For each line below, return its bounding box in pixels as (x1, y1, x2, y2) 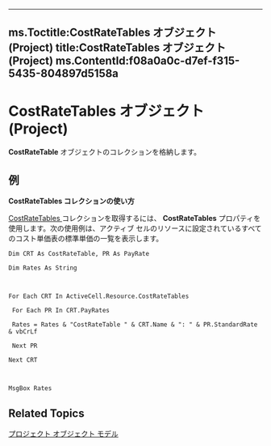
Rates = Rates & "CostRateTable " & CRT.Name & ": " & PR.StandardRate (11, 321, 258, 329)
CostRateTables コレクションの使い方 (8, 196, 135, 206)
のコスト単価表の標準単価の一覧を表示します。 (8, 234, 164, 244)
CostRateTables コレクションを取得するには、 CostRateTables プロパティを (8, 214, 261, 223)
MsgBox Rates (8, 384, 52, 393)
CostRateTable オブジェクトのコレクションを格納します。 (8, 147, 202, 157)
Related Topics (8, 406, 85, 420)
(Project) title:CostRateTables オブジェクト (8, 41, 226, 55)
